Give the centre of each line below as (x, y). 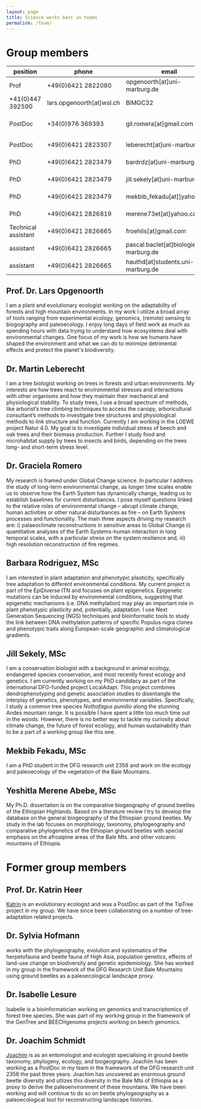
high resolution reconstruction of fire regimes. (63, 544)
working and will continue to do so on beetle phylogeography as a (88, 1093)
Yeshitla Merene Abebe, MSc (61, 790)
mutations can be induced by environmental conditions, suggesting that (95, 597)
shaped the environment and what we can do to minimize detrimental (92, 343)
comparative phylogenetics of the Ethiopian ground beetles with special (95, 830)
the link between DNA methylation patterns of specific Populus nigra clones (100, 622)
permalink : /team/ (29, 23)
